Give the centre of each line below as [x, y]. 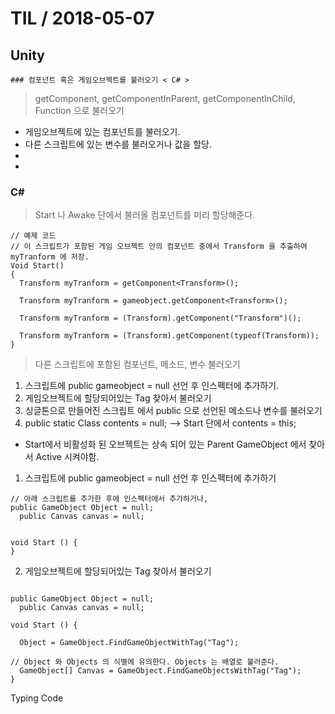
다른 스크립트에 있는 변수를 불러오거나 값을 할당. [118, 144]
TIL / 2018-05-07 [82, 18]
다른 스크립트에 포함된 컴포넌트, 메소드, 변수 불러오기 [137, 364]
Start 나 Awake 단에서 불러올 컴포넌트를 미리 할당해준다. [145, 215]
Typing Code [37, 698]
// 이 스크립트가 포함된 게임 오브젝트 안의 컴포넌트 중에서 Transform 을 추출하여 [159, 247]
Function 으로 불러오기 [79, 110]
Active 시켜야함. [67, 457]
